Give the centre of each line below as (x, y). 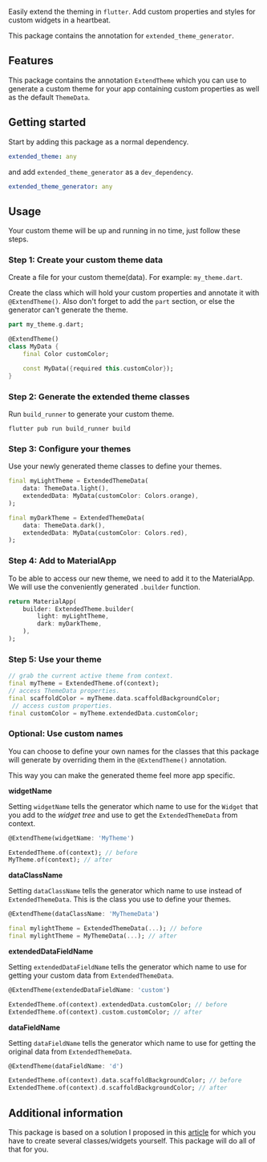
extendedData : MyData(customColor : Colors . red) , (105, 532)
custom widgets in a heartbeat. (59, 20)
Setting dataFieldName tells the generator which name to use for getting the (132, 1043)
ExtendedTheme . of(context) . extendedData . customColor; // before (118, 1004)
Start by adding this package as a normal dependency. (99, 142)
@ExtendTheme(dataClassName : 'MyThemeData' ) (84, 914)
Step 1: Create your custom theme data (85, 260)
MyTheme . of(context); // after (61, 860)
